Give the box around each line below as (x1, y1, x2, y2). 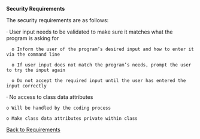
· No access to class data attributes (6, 93, 93, 101)
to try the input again (6, 67, 66, 73)
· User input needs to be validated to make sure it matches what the (6, 28, 173, 35)
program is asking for (6, 35, 59, 41)
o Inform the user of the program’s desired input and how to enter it (11, 46, 195, 52)
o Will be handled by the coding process (6, 105, 111, 111)
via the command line (6, 52, 60, 58)
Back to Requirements (6, 126, 61, 133)
